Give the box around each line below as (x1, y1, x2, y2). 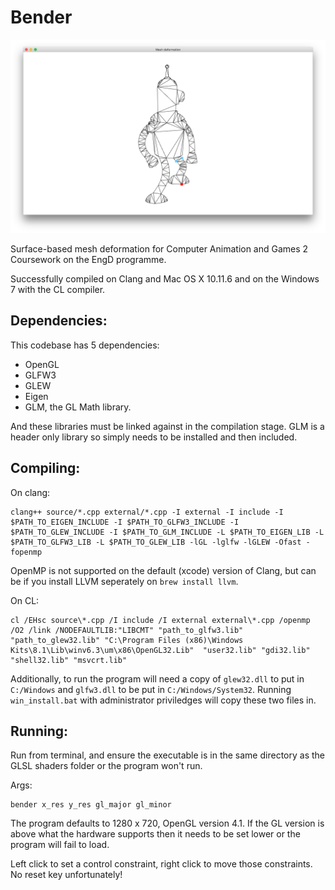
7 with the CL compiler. (10, 284, 106, 296)
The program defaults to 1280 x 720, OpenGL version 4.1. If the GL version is (10, 817, 325, 830)
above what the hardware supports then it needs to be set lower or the (10, 828, 301, 840)
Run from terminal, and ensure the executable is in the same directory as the (10, 749, 325, 761)
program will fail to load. (10, 839, 110, 851)
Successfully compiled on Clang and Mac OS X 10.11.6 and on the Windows (10, 273, 320, 285)
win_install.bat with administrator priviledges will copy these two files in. (10, 694, 317, 706)
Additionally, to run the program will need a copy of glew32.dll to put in (10, 672, 305, 685)
